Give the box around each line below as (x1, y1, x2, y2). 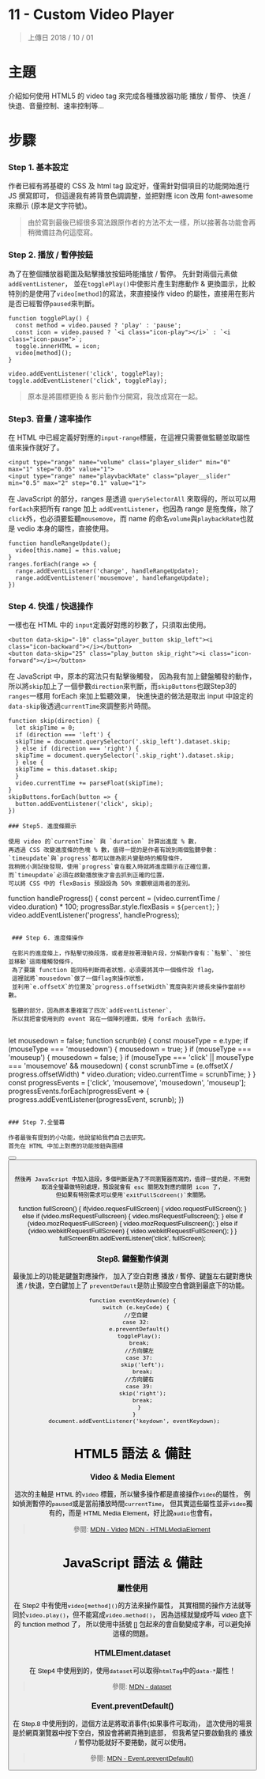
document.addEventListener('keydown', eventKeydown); (48, 1417, 221, 1425)
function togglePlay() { (8, 314, 90, 322)
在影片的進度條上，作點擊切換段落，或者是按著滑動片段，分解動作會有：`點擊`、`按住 (11, 949, 252, 958)
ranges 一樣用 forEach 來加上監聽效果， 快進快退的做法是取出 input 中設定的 (8, 691, 254, 701)
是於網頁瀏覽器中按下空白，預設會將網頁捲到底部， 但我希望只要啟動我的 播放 (12, 1728, 253, 1737)
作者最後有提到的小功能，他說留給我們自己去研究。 (8, 1134, 150, 1142)
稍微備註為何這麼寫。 (27, 228, 97, 237)
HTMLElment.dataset (94, 1648, 171, 1658)
